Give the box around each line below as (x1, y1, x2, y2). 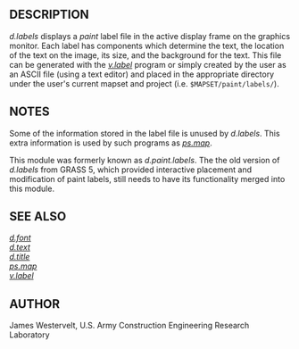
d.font (9, 232, 31, 244)
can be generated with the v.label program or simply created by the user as (9, 59, 287, 70)
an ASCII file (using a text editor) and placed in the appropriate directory (9, 69, 275, 79)
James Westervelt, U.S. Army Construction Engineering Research (9, 320, 250, 331)
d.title (9, 252, 30, 262)
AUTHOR (9, 296, 61, 312)
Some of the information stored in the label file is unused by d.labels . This (9, 128, 280, 138)
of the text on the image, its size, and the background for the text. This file (9, 49, 282, 61)
